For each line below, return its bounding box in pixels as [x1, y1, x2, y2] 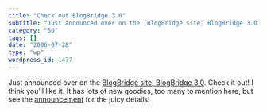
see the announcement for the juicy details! [8, 95, 150, 104]
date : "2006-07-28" [8, 41, 73, 49]
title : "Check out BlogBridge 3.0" [8, 11, 126, 20]
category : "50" [8, 26, 59, 34]
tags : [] [8, 33, 37, 42]
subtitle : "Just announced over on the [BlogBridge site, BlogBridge [8, 19, 244, 27]
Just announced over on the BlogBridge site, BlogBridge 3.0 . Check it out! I [8, 77, 254, 87]
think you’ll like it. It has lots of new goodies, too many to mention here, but [8, 86, 253, 95]
